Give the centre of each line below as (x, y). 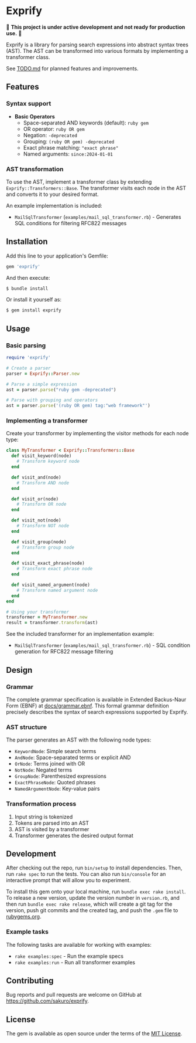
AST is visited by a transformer (52, 829)
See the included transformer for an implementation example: (80, 634)
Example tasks (27, 932)
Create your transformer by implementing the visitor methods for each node (97, 434)
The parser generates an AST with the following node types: (79, 740)
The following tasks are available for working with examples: (79, 944)
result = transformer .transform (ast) (52, 623)
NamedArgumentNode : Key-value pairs (57, 789)
